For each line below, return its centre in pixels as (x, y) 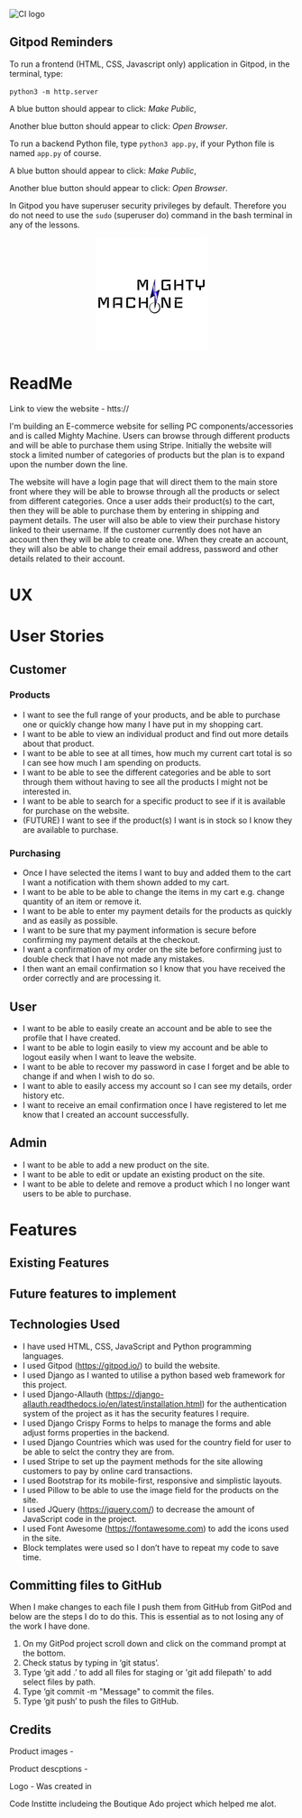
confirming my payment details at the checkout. (111, 940)
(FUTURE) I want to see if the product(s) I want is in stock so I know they (157, 820)
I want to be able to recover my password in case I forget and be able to (156, 1066)
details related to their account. (67, 558)
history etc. (43, 1095)
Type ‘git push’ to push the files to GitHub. (101, 1702)
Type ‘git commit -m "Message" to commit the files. (118, 1692)
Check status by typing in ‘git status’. (91, 1663)
